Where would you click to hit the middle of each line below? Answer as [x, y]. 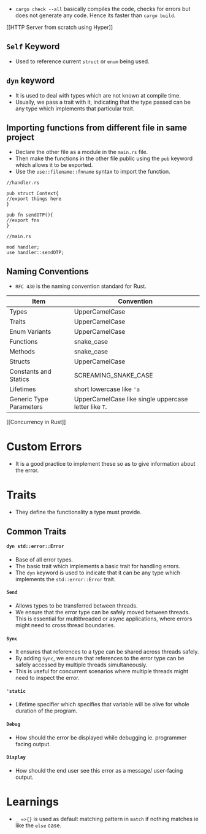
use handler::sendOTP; [35, 253]
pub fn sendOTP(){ [30, 215]
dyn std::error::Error [35, 546]
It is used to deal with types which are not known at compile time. [98, 95]
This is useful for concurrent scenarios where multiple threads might [102, 671]
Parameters [26, 407]
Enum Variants [30, 332]
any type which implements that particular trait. [75, 108]
